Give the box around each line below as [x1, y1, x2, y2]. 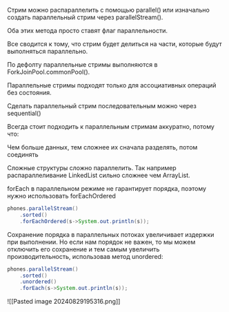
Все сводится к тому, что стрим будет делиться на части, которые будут [7, 40, 222, 48]
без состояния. [7, 89, 52, 96]
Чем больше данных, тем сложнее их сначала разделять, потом [7, 143, 198, 151]
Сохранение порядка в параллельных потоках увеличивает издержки [7, 230, 215, 238]
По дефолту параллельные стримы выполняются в [7, 61, 158, 68]
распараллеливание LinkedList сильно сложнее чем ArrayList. [7, 171, 191, 179]
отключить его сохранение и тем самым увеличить [7, 245, 160, 253]
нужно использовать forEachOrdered [7, 192, 116, 200]
